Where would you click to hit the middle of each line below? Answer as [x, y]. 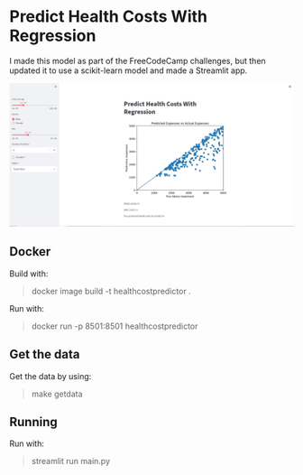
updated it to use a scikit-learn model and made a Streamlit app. [129, 70]
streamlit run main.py [71, 461]
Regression [53, 36]
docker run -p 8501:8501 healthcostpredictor [115, 326]
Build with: [29, 274]
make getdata [57, 394]
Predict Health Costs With [108, 17]
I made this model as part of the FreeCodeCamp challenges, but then [138, 61]
